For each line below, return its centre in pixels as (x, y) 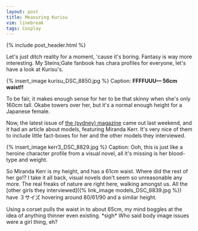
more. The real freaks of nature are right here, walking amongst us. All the (97, 184)
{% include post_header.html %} (46, 45)
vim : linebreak (25, 23)
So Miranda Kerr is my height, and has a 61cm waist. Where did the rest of (97, 171)
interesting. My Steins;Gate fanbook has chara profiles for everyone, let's (96, 63)
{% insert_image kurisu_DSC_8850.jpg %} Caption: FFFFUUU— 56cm (92, 81)
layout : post (22, 12)
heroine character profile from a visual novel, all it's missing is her (87, 154)
